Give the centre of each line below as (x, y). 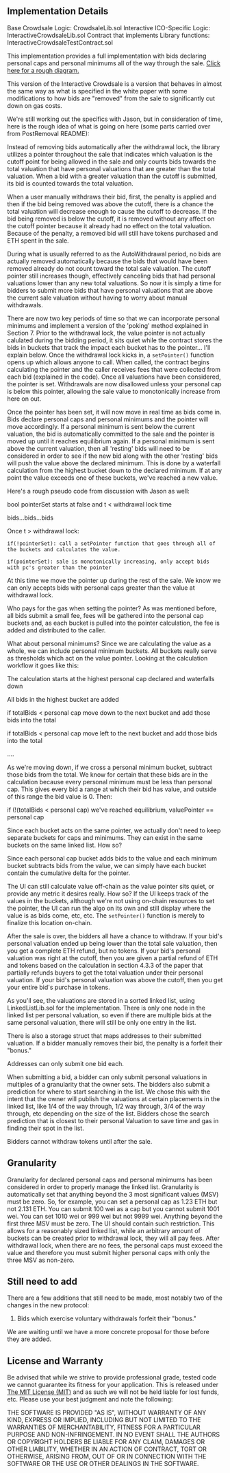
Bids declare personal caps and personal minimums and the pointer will (108, 419)
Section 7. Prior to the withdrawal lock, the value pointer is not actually (106, 333)
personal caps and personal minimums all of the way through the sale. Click (114, 63)
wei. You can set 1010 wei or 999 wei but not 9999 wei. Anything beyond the (115, 1216)
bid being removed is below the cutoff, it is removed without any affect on (111, 219)
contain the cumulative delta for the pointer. (69, 873)
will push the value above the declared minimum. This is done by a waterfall (114, 463)
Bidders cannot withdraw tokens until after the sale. (80, 1141)
